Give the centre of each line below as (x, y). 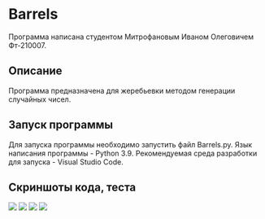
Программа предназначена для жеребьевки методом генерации (122, 90)
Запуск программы (61, 125)
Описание (35, 71)
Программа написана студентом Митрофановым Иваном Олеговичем (131, 37)
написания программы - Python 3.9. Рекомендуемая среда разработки (133, 153)
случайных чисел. (40, 99)
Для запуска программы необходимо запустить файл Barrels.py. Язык (130, 144)
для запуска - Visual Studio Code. (66, 162)
